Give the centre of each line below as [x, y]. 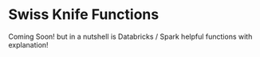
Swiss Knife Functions [84, 15]
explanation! [29, 44]
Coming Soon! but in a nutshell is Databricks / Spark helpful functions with [130, 36]
